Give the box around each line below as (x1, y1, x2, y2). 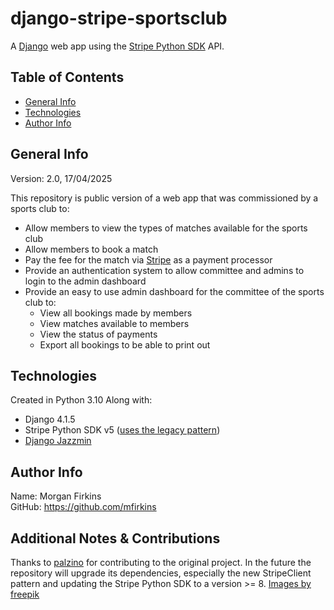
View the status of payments (39, 328, 158, 340)
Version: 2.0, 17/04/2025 (10, 172, 113, 184)
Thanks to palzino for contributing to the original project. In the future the (10, 557, 312, 568)
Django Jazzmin (24, 435, 92, 447)
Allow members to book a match (24, 243, 159, 255)
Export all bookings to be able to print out (39, 338, 211, 351)
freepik (10, 588, 40, 600)
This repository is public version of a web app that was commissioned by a (10, 192, 319, 204)
